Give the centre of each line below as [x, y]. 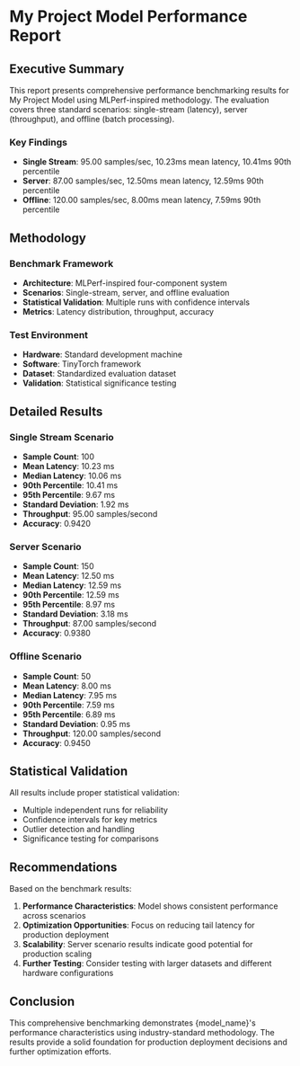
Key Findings [38, 142]
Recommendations [63, 867]
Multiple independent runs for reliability [95, 810]
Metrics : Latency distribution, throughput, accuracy [118, 311]
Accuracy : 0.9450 [57, 742]
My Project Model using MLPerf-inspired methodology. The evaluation [139, 100]
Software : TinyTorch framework [82, 364]
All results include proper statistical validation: [94, 793]
